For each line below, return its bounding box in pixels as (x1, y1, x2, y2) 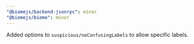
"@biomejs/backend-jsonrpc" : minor (6, 8, 97, 15)
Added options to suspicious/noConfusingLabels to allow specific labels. (6, 31, 188, 38)
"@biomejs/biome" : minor (6, 14, 70, 20)
